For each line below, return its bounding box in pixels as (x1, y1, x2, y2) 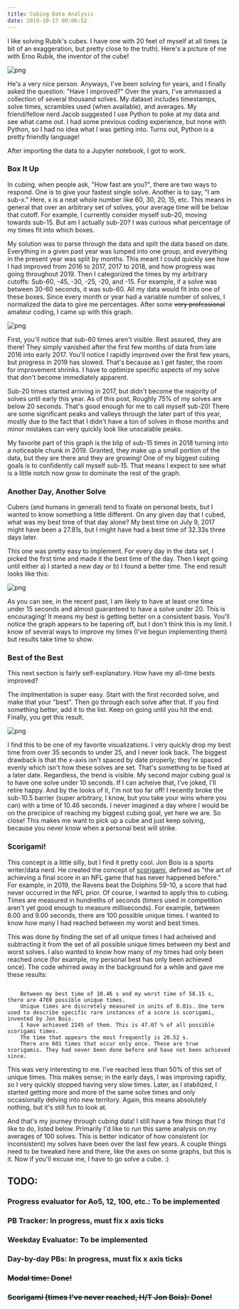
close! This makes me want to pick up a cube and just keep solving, (7, 817, 206, 825)
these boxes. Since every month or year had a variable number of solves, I (7, 292, 225, 301)
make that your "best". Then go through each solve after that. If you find (7, 698, 219, 706)
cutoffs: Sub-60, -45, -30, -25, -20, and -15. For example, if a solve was (7, 277, 218, 286)
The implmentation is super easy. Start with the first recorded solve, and (7, 690, 219, 699)
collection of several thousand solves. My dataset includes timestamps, (7, 94, 217, 103)
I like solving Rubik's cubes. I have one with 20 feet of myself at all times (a (7, 36, 228, 45)
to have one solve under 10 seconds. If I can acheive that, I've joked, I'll (7, 778, 216, 787)
